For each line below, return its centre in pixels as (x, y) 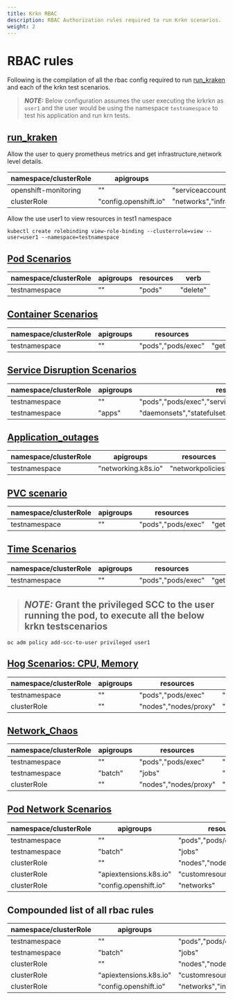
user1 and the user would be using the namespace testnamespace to (121, 108)
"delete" (193, 290)
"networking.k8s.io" (130, 469)
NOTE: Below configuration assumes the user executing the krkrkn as (124, 101)
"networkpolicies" (199, 469)
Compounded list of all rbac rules (80, 910)
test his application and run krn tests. (77, 116)
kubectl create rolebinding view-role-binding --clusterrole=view (105, 232)
